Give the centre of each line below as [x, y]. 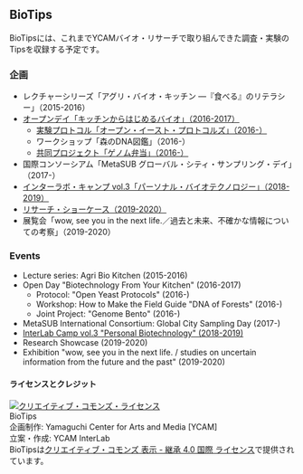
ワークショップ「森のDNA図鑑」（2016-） [113, 142]
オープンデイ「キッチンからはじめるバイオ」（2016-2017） [131, 119]
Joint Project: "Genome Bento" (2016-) [108, 314]
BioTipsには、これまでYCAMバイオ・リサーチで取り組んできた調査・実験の [149, 38]
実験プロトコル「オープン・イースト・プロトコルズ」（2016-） [151, 130]
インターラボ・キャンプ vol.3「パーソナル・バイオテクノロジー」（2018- [156, 187]
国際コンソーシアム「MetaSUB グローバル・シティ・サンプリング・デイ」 [157, 164]
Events [25, 256]
